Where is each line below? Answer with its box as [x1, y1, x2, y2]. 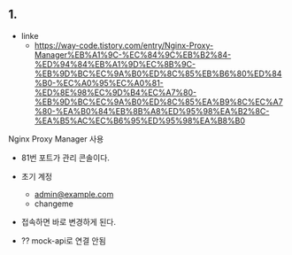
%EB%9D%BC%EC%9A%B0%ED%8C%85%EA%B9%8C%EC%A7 [34, 97, 284, 107]
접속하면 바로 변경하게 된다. [20, 216, 117, 227]
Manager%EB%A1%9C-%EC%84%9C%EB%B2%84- [34, 49, 232, 60]
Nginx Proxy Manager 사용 [8, 133, 104, 144]
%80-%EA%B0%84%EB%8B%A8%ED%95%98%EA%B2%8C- [34, 105, 270, 116]
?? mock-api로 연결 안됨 [20, 235, 107, 246]
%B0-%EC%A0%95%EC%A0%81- [34, 77, 165, 88]
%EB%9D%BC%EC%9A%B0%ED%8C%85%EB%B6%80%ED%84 [34, 68, 282, 79]
